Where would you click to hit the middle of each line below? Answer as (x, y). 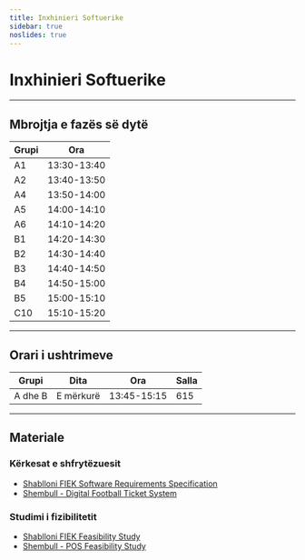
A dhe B (31, 395)
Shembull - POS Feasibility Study (84, 545)
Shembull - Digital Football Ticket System (99, 493)
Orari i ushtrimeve (61, 355)
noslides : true (38, 35)
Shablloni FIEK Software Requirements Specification (120, 484)
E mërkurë (78, 395)
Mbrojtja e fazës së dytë (79, 124)
